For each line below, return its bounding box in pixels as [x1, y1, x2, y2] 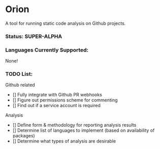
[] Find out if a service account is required [12, 103, 101, 109]
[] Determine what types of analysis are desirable [12, 138, 116, 144]
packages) [12, 133, 36, 139]
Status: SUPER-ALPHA [5, 33, 62, 40]
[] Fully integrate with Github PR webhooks [12, 92, 103, 98]
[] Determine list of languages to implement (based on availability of [12, 127, 155, 133]
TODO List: [5, 71, 33, 78]
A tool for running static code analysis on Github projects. [5, 20, 126, 26]
